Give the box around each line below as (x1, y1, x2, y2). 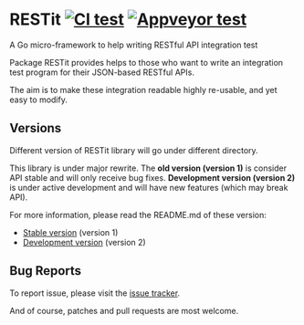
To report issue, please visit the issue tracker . (9, 288, 181, 299)
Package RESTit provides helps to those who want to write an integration (9, 57, 284, 68)
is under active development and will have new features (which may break (9, 182, 288, 193)
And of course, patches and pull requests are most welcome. (9, 305, 239, 316)
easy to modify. (9, 94, 68, 105)
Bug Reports (9, 263, 82, 278)
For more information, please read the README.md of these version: (9, 209, 267, 220)
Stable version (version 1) (22, 226, 119, 237)
